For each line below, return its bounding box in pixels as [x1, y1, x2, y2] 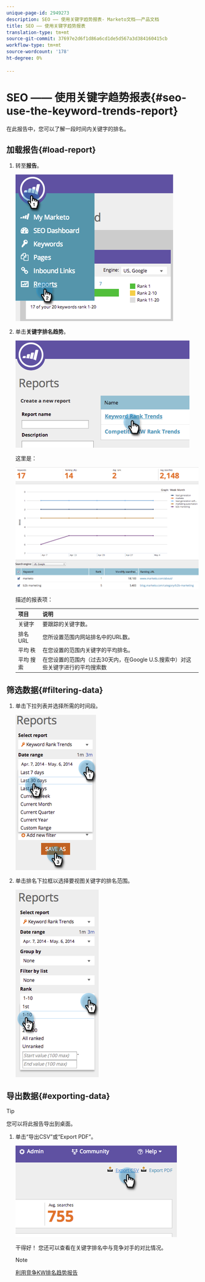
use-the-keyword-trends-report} [6, 104, 179, 118]
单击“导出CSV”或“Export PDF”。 [15, 1133, 96, 1141]
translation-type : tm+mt [6, 29, 70, 36]
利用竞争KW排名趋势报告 [15, 1269, 78, 1276]
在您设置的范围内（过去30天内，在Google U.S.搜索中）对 [42, 656, 186, 664]
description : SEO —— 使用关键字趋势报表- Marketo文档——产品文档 [6, 16, 160, 23]
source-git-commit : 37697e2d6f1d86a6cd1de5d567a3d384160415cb [6, 36, 168, 42]
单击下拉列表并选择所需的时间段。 [15, 702, 101, 710]
